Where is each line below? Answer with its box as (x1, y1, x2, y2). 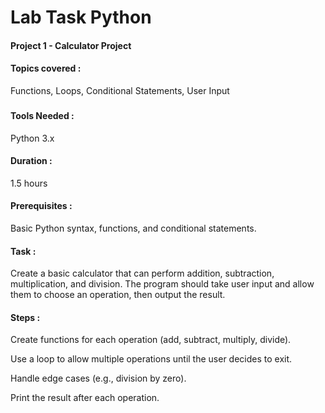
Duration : (10, 155, 53, 167)
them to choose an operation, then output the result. (10, 289, 226, 301)
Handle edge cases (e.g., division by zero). (10, 372, 187, 385)
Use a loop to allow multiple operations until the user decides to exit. (10, 353, 293, 365)
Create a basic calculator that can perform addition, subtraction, (10, 267, 275, 280)
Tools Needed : (10, 109, 75, 121)
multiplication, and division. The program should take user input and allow (10, 278, 315, 290)
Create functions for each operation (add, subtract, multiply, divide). (10, 334, 292, 346)
